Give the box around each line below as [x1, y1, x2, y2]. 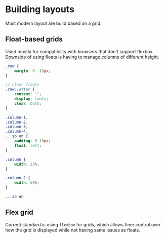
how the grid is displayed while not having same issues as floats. [5, 227, 140, 233]
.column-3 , [5, 124, 28, 130]
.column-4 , [5, 129, 28, 134]
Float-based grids [5, 35, 63, 44]
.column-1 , [5, 115, 28, 120]
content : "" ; [14, 92, 42, 97]
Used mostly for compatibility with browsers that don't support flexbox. [5, 48, 154, 54]
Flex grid [5, 208, 34, 217]
